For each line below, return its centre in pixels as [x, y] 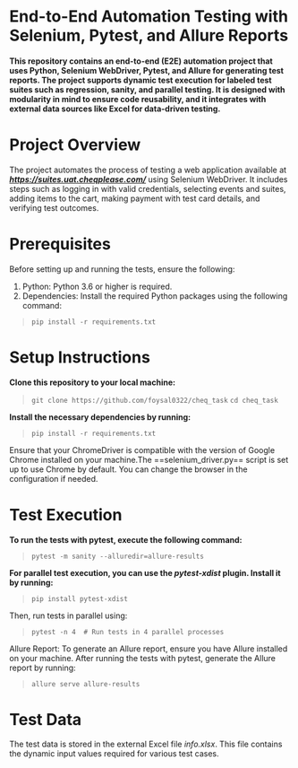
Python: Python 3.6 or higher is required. [97, 286]
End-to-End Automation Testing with [149, 17]
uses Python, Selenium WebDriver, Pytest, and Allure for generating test [147, 70]
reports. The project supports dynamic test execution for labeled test [140, 80]
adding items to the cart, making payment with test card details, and [135, 198]
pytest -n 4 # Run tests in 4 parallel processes [128, 632]
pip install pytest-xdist [79, 598]
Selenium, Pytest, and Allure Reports [149, 35]
